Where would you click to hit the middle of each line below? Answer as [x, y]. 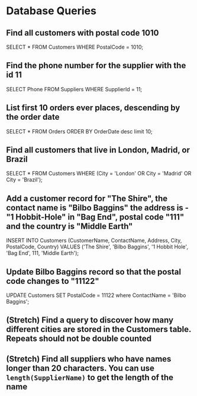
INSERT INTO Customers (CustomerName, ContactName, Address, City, [94, 241]
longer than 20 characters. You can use [80, 368]
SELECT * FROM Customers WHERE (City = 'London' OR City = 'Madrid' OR [99, 174]
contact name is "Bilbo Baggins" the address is [95, 208]
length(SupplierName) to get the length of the [90, 377]
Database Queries [51, 11]
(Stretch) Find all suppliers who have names [89, 359]
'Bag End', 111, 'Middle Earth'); [43, 253]
